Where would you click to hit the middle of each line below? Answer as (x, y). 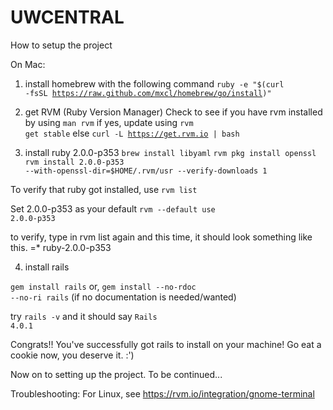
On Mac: (28, 64)
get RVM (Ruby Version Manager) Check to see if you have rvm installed (173, 112)
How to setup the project (61, 45)
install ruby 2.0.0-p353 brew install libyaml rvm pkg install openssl (170, 152)
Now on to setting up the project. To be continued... (116, 374)
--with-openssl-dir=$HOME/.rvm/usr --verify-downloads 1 (146, 171)
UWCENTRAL (67, 17)
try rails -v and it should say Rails (84, 316)
